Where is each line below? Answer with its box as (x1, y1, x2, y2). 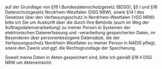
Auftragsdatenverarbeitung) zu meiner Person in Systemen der (5, 25, 131, 30)
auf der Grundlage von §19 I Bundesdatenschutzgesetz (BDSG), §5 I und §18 (5, 4, 158, 10)
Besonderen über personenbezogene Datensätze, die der (5, 35, 120, 41)
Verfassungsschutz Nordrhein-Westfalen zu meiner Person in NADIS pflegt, (5, 40, 156, 45)
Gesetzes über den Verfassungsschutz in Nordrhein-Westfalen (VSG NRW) (5, 14, 155, 20)
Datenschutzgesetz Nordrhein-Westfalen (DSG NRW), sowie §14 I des (5, 9, 145, 15)
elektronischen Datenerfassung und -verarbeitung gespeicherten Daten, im (5, 30, 156, 35)
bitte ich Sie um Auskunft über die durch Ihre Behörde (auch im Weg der (5, 19, 149, 25)
